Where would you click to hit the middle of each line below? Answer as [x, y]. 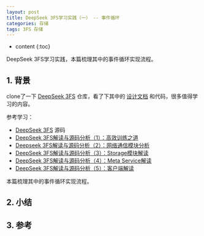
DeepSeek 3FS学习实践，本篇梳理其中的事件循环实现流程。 [81, 59]
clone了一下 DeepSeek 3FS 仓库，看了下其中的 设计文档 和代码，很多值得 [100, 96]
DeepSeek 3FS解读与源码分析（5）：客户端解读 [74, 169]
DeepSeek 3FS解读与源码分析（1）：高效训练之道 [77, 138]
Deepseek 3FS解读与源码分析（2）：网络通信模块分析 [82, 145]
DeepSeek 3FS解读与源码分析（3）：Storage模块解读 [82, 153]
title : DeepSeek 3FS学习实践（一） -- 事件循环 [63, 18]
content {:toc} [33, 47]
